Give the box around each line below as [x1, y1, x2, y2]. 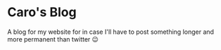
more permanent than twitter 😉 [7, 35, 99, 43]
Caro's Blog [7, 4, 77, 20]
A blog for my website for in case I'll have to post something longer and [7, 27, 215, 36]
